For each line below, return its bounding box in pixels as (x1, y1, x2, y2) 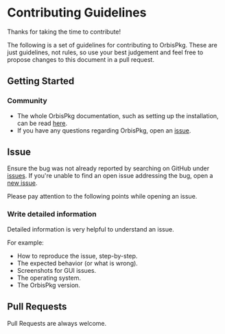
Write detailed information (7, 210, 97, 219)
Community (7, 96, 47, 106)
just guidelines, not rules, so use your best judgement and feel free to (7, 48, 204, 56)
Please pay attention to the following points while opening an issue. (7, 192, 198, 201)
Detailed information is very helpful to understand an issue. (7, 225, 174, 233)
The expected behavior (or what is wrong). (16, 259, 139, 267)
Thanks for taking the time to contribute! (7, 27, 121, 36)
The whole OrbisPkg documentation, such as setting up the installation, (16, 111, 219, 120)
